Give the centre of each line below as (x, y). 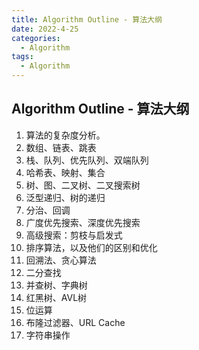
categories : (36, 38)
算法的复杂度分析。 (65, 135)
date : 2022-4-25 (45, 29)
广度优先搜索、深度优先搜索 (83, 222)
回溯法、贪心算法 (61, 260)
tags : (22, 57)
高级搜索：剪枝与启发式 (74, 235)
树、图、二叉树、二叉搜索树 (83, 185)
